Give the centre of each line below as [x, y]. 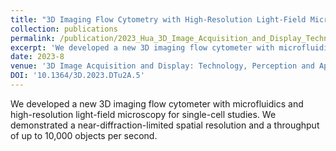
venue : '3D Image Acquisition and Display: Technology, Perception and [162, 66]
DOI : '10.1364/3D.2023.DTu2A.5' [77, 76]
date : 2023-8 [37, 57]
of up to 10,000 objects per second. [84, 135]
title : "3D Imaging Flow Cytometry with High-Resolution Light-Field [158, 19]
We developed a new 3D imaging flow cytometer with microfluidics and [157, 103]
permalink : [33, 38]
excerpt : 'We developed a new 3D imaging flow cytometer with [142, 47]
